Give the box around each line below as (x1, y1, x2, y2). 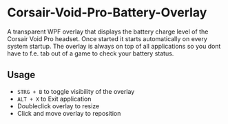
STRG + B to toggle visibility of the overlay (17, 87, 135, 95)
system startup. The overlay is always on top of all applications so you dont (7, 42, 221, 50)
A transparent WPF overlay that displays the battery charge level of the (7, 27, 209, 36)
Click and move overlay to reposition (17, 109, 121, 117)
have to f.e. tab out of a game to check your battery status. (7, 49, 174, 58)
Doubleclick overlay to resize (17, 101, 100, 110)
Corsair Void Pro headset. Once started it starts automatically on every (7, 34, 208, 42)
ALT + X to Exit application (17, 95, 92, 103)
